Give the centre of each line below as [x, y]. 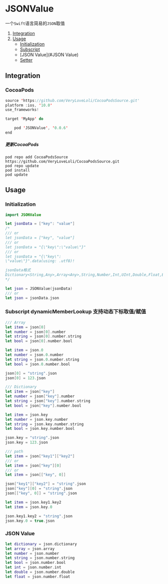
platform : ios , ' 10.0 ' [29, 105]
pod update [16, 174]
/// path [14, 452]
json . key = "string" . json [32, 438]
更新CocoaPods [22, 145]
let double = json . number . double [40, 572]
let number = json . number [32, 553]
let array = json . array [30, 549]
